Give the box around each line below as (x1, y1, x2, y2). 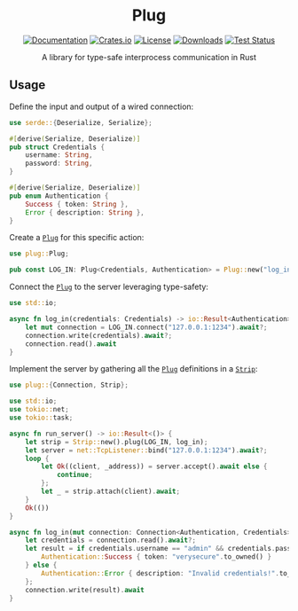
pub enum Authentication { (9, 192, 109, 200)
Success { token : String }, (25, 200, 129, 208)
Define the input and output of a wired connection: (9, 101, 194, 112)
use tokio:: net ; (9, 405, 69, 414)
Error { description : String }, (25, 208, 145, 217)
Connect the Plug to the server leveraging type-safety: (9, 281, 208, 293)
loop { (25, 454, 50, 463)
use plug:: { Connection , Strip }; (9, 380, 129, 390)
